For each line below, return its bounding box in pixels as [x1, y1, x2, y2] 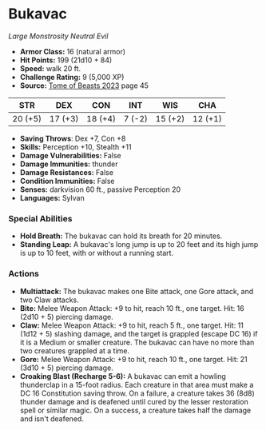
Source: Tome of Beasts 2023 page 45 [19, 81, 149, 90]
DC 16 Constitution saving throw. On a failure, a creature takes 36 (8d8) [19, 388, 256, 398]
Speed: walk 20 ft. [19, 63, 81, 73]
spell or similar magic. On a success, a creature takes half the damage [19, 405, 252, 415]
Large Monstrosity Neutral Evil [8, 31, 109, 41]
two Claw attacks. [19, 295, 80, 305]
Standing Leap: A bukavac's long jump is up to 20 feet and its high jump [19, 240, 259, 249]
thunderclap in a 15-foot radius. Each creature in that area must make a [19, 380, 254, 389]
